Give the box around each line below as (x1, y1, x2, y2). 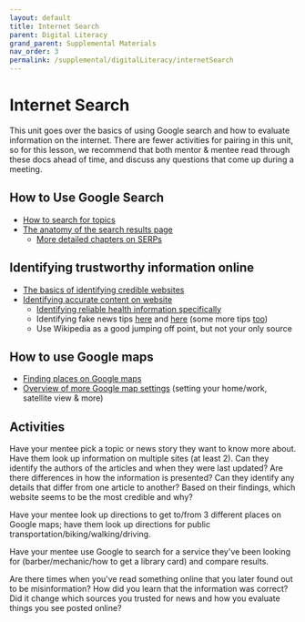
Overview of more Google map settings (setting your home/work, (22, 383, 268, 394)
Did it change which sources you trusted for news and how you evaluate (9, 593, 280, 604)
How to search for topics (22, 214, 116, 225)
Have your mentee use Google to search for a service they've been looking (9, 546, 291, 557)
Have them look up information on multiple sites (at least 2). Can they (9, 453, 269, 464)
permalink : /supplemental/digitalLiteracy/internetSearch (9, 56, 234, 65)
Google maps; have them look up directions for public (9, 519, 211, 530)
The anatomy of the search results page (22, 224, 173, 235)
